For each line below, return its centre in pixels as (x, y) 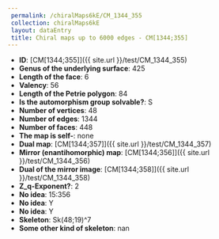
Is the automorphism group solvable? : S (86, 102)
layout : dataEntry (41, 30)
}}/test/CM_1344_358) (55, 178)
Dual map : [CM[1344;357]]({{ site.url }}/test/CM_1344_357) (115, 144)
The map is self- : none (56, 136)
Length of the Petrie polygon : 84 (73, 94)
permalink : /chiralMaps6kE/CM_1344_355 (77, 15)
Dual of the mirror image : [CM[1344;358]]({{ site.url (104, 169)
